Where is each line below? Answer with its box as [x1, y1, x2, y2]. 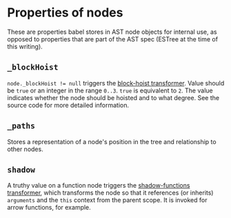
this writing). [7, 42, 43, 50]
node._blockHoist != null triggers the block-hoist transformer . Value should [7, 79, 225, 87]
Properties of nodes [7, 5, 123, 21]
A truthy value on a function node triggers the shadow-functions [7, 181, 190, 190]
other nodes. [7, 145, 43, 153]
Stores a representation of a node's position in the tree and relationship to [7, 137, 217, 146]
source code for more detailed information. [7, 101, 130, 109]
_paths [7, 121, 36, 131]
